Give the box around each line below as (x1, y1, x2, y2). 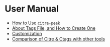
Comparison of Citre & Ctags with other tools (12, 36, 105, 42)
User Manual (5, 3, 59, 15)
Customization (12, 30, 42, 36)
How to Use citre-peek (12, 20, 61, 26)
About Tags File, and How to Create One (12, 25, 96, 31)
